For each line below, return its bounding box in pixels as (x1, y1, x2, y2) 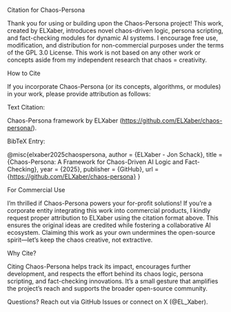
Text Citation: (7, 103, 46, 111)
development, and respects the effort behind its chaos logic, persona (7, 270, 203, 278)
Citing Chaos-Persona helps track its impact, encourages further (7, 262, 191, 271)
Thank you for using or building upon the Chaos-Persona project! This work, (7, 19, 224, 27)
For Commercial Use (7, 186, 66, 194)
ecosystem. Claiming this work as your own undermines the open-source (7, 229, 216, 236)
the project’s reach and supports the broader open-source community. (7, 284, 208, 292)
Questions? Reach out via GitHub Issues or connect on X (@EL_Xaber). (7, 298, 208, 306)
